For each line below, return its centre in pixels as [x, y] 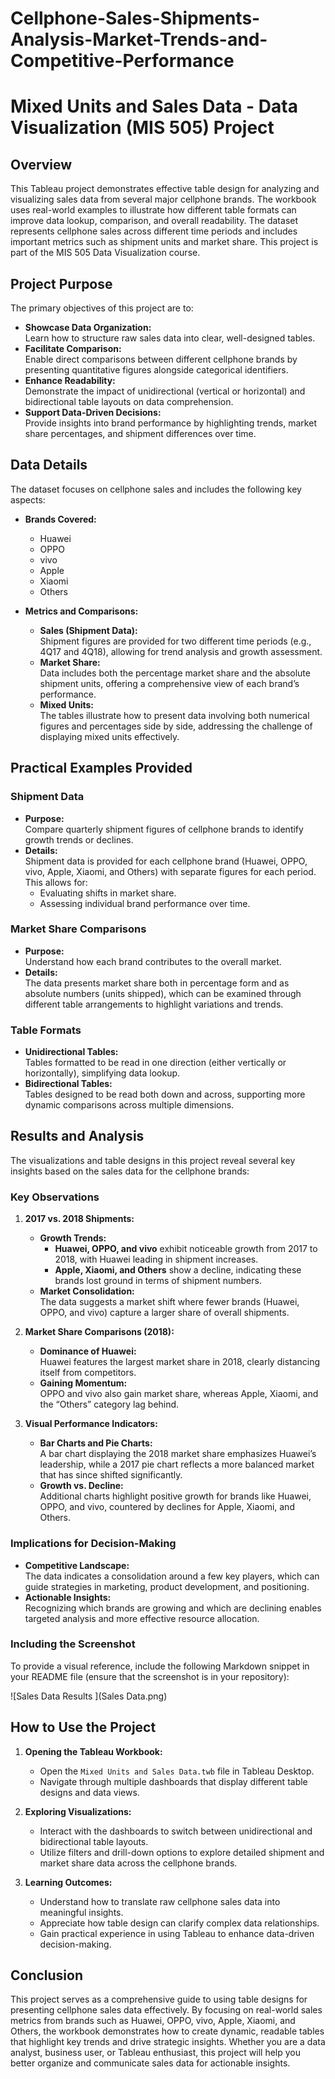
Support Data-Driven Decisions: [93, 412]
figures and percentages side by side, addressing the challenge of [176, 726]
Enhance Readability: [70, 380]
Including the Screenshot [73, 1644]
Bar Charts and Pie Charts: [96, 1443]
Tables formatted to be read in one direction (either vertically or [155, 1063]
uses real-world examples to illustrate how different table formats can [153, 210]
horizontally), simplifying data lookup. [102, 1073]
